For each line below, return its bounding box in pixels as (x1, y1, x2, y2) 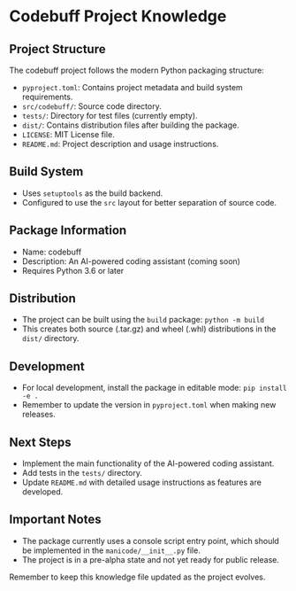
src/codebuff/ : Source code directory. (21, 101, 162, 112)
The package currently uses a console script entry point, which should (21, 535, 280, 546)
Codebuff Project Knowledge (9, 6, 227, 27)
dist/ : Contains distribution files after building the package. (21, 120, 240, 130)
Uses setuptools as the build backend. (21, 188, 163, 198)
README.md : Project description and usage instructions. (21, 139, 219, 149)
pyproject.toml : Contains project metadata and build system (21, 82, 243, 92)
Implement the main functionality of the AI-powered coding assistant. (21, 458, 275, 469)
